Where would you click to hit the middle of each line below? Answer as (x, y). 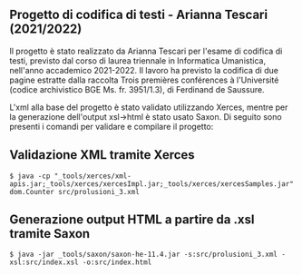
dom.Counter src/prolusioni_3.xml (75, 192)
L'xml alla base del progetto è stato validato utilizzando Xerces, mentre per (149, 107)
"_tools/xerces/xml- (93, 176)
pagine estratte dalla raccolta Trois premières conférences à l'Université (144, 80)
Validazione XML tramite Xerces (102, 155)
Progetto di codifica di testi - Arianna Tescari (139, 15)
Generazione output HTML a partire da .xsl (132, 220)
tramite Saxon (50, 234)
